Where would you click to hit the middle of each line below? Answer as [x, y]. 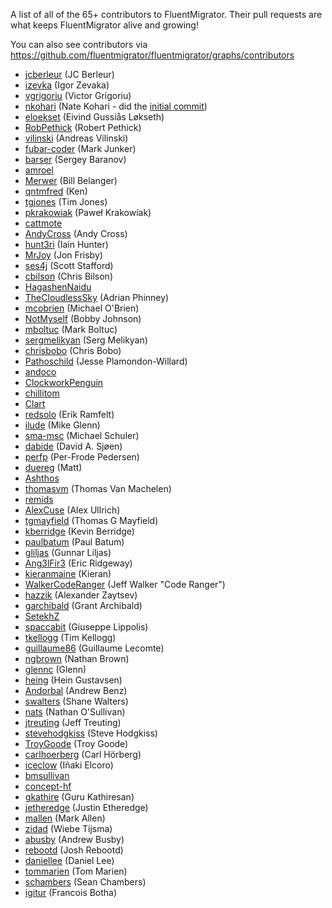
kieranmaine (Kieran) [68, 573]
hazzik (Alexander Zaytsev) [81, 595]
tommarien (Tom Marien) [76, 871]
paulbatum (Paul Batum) [74, 542]
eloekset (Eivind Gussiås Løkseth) [94, 117]
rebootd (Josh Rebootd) [74, 850]
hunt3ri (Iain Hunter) [66, 244]
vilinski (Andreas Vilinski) [76, 138]
